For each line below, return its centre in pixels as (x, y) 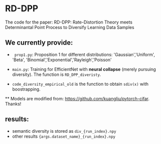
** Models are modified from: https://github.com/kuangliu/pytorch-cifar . (77, 98)
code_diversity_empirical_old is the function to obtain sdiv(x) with (80, 84)
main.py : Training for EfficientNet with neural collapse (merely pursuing (84, 69)
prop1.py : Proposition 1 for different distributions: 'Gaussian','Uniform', (85, 54)
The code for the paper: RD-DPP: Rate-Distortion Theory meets (69, 22)
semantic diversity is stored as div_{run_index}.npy (64, 131)
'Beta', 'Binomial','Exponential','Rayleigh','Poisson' (62, 60)
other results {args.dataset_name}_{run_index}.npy (64, 136)
